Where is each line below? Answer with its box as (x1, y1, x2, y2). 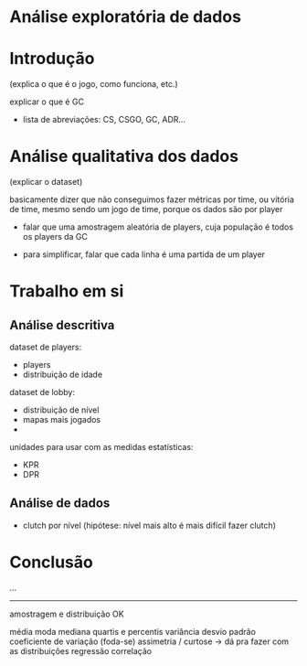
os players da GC (22, 231, 89, 242)
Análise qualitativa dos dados (9, 146, 239, 166)
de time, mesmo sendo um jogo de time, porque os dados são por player (9, 204, 283, 215)
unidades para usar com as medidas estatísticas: (9, 442, 194, 453)
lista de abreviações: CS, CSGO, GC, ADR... (22, 114, 185, 125)
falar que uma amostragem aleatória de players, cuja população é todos (22, 221, 294, 232)
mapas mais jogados (22, 414, 101, 425)
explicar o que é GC (9, 96, 85, 107)
